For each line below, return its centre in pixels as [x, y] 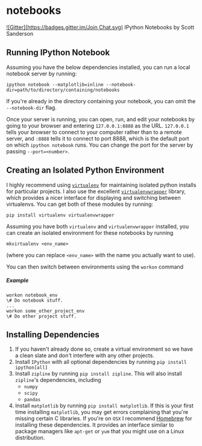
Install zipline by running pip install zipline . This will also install [98, 374]
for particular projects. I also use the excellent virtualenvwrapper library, [96, 191]
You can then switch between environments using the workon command [95, 267]
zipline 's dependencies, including [58, 380]
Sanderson [20, 33]
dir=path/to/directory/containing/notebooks [63, 90]
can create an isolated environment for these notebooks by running [90, 232]
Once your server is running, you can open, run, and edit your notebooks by [100, 119]
